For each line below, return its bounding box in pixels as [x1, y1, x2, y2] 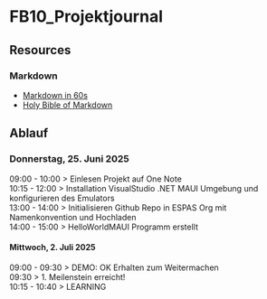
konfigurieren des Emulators [9, 192, 115, 203]
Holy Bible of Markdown [22, 99, 113, 110]
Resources [9, 42, 72, 58]
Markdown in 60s [22, 89, 89, 100]
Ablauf [9, 126, 49, 141]
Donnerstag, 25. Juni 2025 [9, 153, 129, 165]
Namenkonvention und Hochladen [9, 211, 137, 222]
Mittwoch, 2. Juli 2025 [9, 242, 96, 253]
